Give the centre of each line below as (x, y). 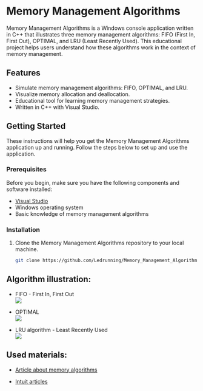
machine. (27, 249)
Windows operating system (49, 207)
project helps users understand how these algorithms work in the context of (101, 47)
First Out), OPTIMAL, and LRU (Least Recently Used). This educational (94, 41)
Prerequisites (26, 170)
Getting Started (36, 126)
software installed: (29, 189)
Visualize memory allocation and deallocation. (72, 94)
